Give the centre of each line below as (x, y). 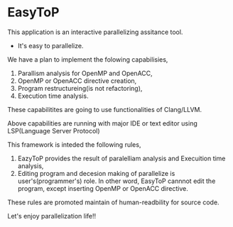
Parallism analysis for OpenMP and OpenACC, (85, 73)
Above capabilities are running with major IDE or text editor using (102, 123)
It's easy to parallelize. (50, 45)
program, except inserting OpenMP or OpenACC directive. (103, 188)
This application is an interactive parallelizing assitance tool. (95, 32)
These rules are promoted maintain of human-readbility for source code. (113, 202)
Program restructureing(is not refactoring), (80, 88)
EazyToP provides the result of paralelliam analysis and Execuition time (121, 158)
